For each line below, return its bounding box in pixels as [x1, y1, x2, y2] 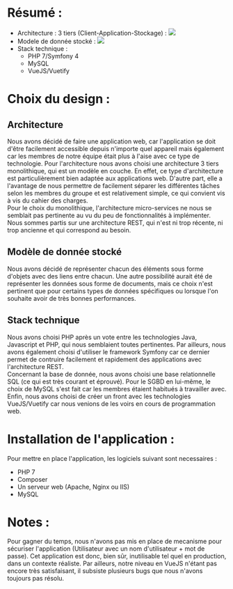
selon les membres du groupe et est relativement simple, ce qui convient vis [7, 189, 225, 197]
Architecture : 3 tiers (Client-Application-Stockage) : [17, 29, 167, 37]
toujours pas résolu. [7, 574, 65, 583]
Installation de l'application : [7, 431, 175, 447]
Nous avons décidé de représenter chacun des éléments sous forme [7, 265, 204, 273]
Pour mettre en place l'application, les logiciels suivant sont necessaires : [7, 454, 217, 462]
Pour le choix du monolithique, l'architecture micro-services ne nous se [7, 203, 212, 212]
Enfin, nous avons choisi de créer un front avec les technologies [7, 392, 191, 400]
